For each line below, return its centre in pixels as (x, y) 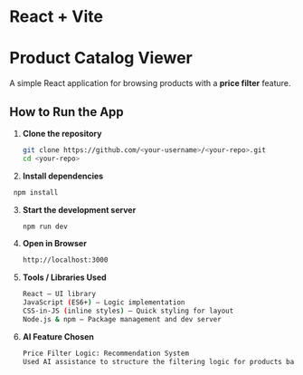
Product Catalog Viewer (101, 58)
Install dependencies (63, 176)
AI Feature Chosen (58, 336)
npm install (36, 192)
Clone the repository (62, 133)
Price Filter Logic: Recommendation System (106, 353)
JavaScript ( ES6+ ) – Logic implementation (104, 303)
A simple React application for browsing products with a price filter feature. (150, 83)
